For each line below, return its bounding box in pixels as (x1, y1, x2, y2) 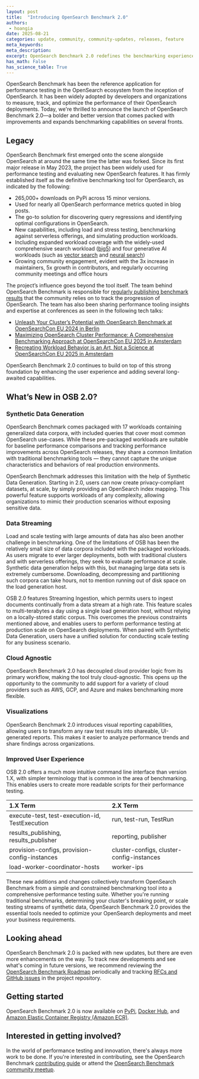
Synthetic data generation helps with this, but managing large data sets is (6, 564, 185, 571)
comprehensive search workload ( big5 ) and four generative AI (14, 245, 167, 252)
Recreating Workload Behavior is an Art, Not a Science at (14, 344, 154, 351)
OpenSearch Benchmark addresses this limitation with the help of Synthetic (6, 473, 191, 480)
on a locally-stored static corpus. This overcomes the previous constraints (6, 614, 188, 621)
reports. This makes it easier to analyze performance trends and (32, 733, 190, 741)
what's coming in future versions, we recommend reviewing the (6, 962, 162, 969)
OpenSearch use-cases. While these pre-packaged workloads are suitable (6, 436, 188, 443)
